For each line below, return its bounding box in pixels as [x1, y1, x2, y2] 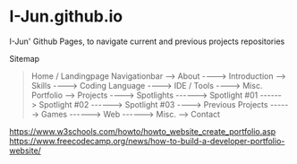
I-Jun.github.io [9, 6, 123, 27]
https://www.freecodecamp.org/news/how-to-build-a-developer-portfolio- [9, 135, 285, 146]
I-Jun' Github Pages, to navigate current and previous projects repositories [9, 36, 285, 47]
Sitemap [9, 53, 40, 64]
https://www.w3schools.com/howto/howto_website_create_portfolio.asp [9, 125, 276, 136]
